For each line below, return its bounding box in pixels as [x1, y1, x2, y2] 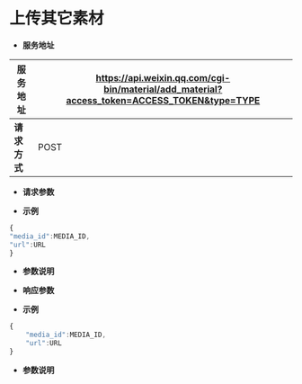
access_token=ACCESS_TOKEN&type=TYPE [66, 94, 261, 106]
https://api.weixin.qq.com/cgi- [95, 71, 231, 84]
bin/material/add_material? [102, 83, 223, 95]
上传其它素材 [9, 8, 105, 29]
